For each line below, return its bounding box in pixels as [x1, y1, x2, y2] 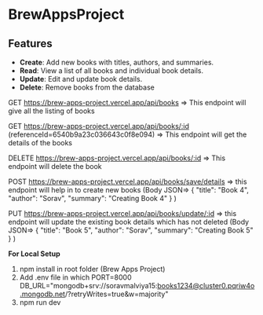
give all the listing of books [8, 106, 96, 115]
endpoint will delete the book [8, 162, 102, 170]
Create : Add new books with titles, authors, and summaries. [19, 57, 214, 67]
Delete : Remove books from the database [19, 82, 155, 92]
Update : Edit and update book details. [19, 75, 143, 83]
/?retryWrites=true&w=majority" [64, 289, 169, 299]
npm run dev [19, 298, 61, 307]
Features [8, 37, 53, 50]
